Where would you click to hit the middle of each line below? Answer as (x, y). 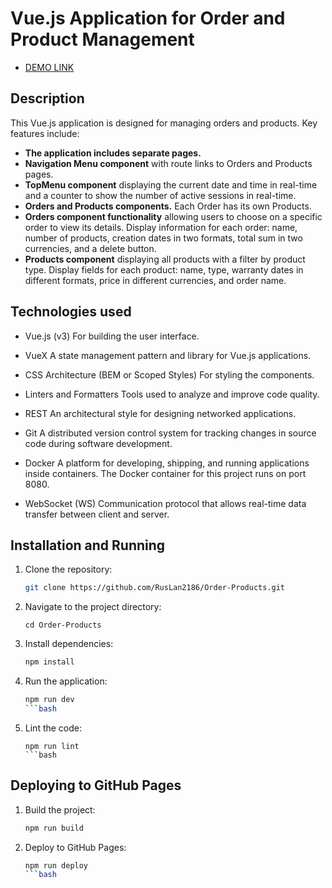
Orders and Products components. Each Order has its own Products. (168, 206)
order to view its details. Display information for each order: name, (161, 227)
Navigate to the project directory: (93, 607)
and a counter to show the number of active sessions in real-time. (160, 195)
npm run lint (52, 746)
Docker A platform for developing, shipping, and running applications (167, 463)
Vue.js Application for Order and (148, 18)
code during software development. (98, 443)
